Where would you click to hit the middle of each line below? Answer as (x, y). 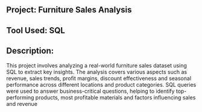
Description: (30, 51)
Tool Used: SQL (36, 30)
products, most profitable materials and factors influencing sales (115, 97)
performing (20, 97)
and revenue (22, 104)
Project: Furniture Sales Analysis (69, 10)
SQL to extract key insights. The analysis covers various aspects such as (97, 72)
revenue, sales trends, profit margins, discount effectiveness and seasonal (99, 78)
